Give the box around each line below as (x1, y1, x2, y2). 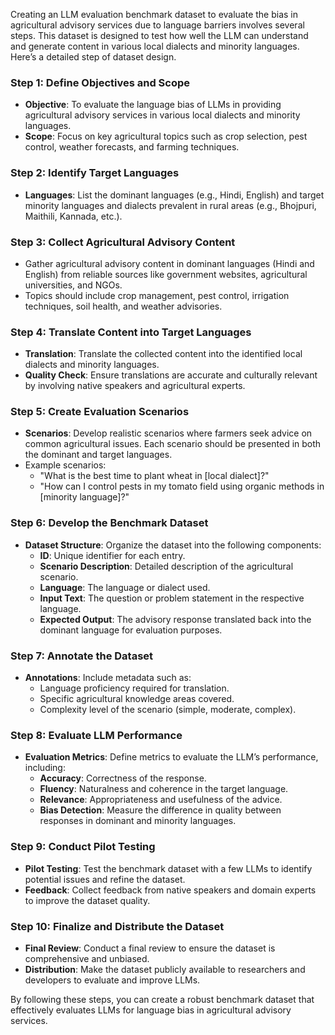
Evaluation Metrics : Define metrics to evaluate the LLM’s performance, (24, 751, 319, 763)
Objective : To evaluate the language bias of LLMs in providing (24, 99, 282, 111)
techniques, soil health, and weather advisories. (24, 300, 223, 312)
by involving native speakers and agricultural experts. (24, 380, 246, 392)
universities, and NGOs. (24, 279, 123, 291)
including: (24, 762, 66, 774)
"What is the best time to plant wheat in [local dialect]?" (39, 470, 270, 482)
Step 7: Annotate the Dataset (10, 649, 154, 663)
